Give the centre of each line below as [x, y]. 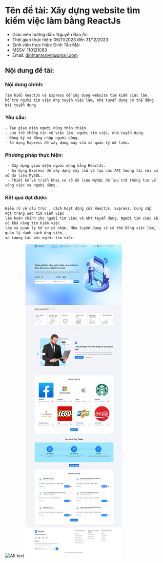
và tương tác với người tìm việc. [40, 238]
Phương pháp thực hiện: [34, 155]
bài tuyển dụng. [21, 105]
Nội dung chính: [24, 85]
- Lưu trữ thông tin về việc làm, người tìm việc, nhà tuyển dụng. [75, 133]
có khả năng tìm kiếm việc [32, 223]
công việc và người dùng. [31, 185]
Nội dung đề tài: [30, 71]
